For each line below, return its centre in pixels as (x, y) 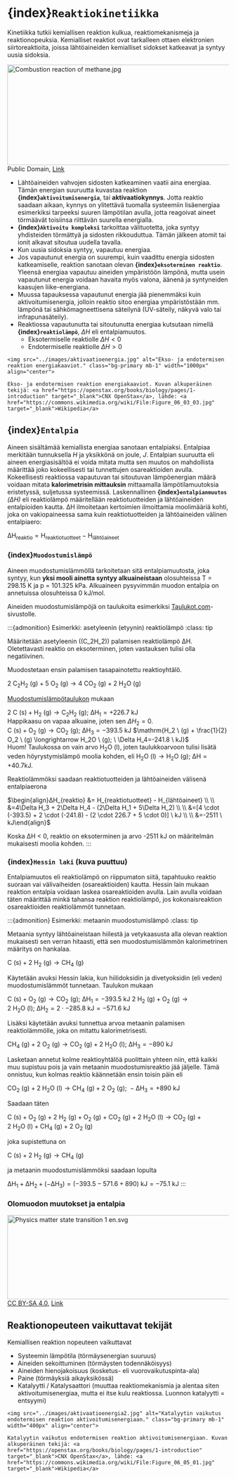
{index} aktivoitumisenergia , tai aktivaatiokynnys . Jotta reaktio (110, 197)
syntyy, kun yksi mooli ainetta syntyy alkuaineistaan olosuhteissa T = (110, 578)
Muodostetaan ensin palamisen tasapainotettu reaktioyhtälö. (95, 669)
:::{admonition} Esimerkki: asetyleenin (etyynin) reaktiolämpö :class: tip (110, 627)
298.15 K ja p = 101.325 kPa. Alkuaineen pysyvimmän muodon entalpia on (113, 585)
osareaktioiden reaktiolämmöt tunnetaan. (67, 907)
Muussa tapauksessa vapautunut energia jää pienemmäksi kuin (109, 294)
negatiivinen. (26, 656)
